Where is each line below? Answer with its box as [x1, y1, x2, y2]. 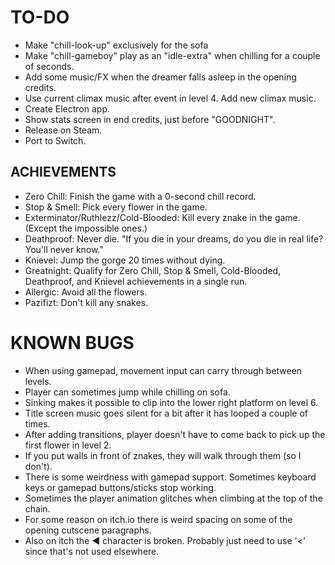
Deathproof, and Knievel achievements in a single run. [24, 275, 248, 287]
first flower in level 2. [24, 439, 112, 451]
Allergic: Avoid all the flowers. [24, 286, 148, 298]
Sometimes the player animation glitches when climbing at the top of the [24, 492, 323, 504]
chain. [24, 502, 51, 515]
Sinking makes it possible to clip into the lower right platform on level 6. [24, 396, 319, 408]
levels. [24, 375, 52, 387]
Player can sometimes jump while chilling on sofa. [24, 386, 231, 398]
